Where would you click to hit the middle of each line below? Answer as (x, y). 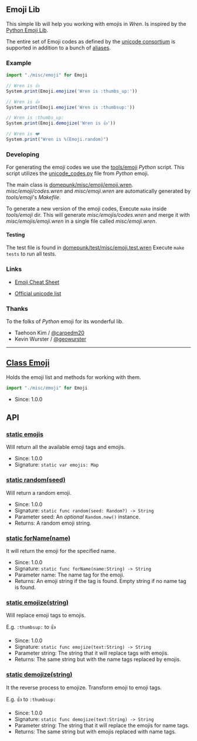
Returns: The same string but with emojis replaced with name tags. (95, 732)
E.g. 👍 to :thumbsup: (31, 699)
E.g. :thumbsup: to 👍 (31, 627)
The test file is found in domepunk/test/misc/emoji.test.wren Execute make (95, 248)
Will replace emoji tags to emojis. (46, 615)
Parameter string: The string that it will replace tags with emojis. (91, 653)
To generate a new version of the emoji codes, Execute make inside (86, 209)
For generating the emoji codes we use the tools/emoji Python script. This (95, 167)
